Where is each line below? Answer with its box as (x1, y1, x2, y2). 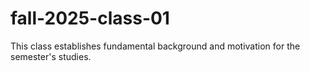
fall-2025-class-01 (10, 7, 170, 30)
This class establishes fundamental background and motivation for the (10, 40, 301, 52)
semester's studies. (10, 50, 92, 62)
